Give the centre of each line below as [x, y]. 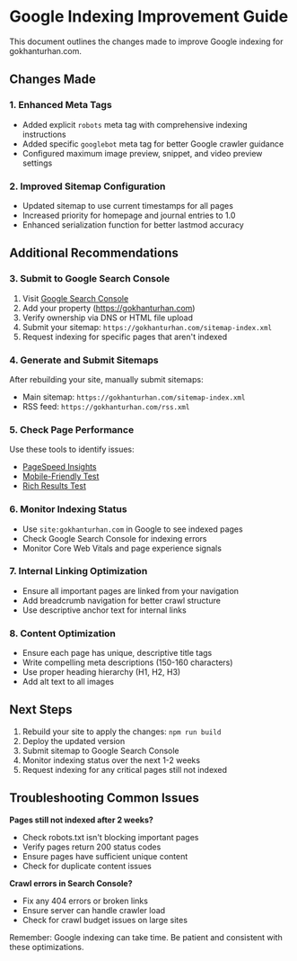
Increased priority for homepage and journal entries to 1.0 [129, 215]
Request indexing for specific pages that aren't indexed [125, 337]
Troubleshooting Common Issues [104, 798]
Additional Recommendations [94, 253]
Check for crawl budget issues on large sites [105, 920]
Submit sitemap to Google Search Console [100, 750]
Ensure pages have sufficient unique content [105, 856]
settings [37, 163]
